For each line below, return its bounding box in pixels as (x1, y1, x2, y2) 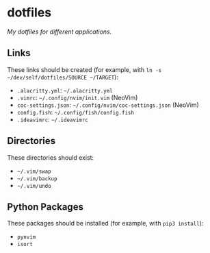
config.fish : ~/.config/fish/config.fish (16, 108, 135, 116)
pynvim (16, 234, 36, 241)
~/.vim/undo (16, 182, 51, 189)
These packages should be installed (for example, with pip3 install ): (7, 219, 204, 228)
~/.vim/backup (16, 175, 57, 182)
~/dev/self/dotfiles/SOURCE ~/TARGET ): (7, 73, 118, 81)
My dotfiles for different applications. (7, 27, 112, 36)
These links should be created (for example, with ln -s (7, 65, 162, 73)
